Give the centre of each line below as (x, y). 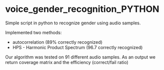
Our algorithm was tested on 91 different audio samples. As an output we (80, 57)
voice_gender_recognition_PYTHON (82, 9)
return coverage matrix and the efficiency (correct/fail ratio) (67, 62)
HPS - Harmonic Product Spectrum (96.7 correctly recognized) (77, 47)
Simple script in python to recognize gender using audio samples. (73, 23)
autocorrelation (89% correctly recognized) (57, 42)
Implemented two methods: (33, 32)
